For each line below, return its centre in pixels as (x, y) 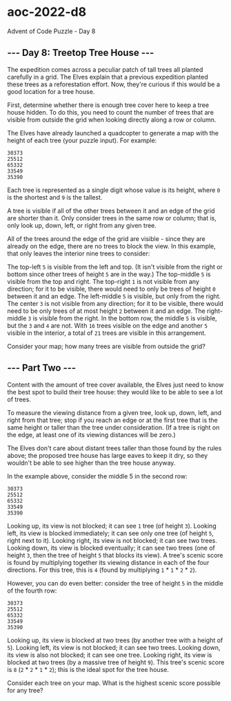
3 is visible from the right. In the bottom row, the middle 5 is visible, (122, 318)
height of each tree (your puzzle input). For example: (82, 140)
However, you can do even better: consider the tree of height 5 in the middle (115, 583)
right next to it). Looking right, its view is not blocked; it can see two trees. (112, 540)
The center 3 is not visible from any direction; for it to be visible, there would (115, 303)
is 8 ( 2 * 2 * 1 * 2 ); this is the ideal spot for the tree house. (88, 669)
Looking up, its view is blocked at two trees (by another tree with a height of (115, 640)
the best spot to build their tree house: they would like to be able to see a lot (115, 392)
